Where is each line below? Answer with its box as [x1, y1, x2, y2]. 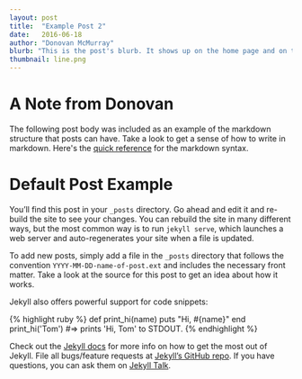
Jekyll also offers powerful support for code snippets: [9, 296, 209, 307]
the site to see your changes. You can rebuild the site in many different [30, 213, 291, 224]
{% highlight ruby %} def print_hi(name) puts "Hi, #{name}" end [9, 313, 246, 324]
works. [9, 278, 35, 289]
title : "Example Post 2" [9, 22, 106, 31]
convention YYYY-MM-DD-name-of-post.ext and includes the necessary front [9, 259, 286, 270]
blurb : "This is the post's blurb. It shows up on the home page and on [9, 47, 288, 56]
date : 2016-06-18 [9, 30, 83, 39]
